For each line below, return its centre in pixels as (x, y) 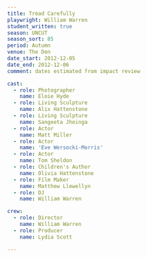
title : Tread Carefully (41, 13)
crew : (15, 212)
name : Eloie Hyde (45, 96)
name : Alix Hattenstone (54, 110)
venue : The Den (29, 52)
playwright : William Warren (48, 20)
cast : (15, 83)
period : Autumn (29, 45)
